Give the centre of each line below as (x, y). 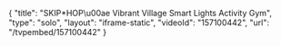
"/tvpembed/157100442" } (57, 32)
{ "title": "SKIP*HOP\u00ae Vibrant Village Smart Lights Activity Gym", (140, 13)
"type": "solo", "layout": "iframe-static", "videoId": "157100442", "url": (139, 23)
